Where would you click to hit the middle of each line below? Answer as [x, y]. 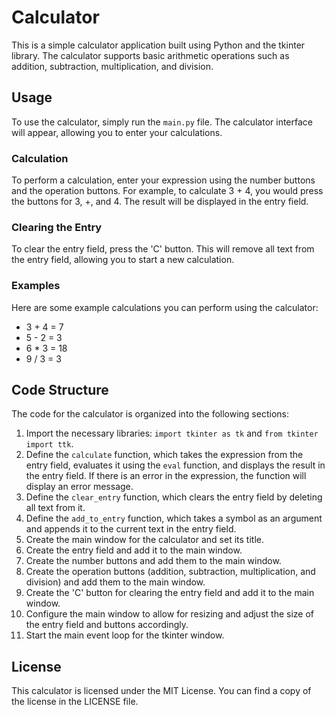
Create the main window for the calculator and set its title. [144, 540]
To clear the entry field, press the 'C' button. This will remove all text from [163, 249]
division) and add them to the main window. [115, 582]
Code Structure [60, 390]
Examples [36, 286]
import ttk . [49, 444]
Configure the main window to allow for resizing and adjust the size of [169, 614]
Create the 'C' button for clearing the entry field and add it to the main [170, 593]
